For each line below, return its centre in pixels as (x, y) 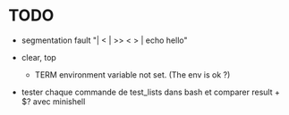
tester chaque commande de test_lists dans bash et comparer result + (151, 92)
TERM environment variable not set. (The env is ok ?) (132, 74)
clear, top (39, 57)
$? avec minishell (53, 101)
